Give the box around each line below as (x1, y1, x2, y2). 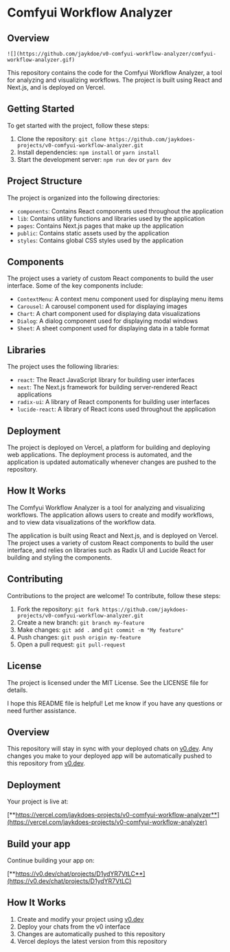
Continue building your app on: (7, 856, 95, 865)
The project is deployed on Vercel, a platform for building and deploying (7, 443, 211, 452)
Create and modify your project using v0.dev (16, 915, 144, 923)
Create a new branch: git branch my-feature (16, 618, 145, 626)
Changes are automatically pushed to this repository (16, 929, 165, 938)
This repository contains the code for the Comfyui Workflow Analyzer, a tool (7, 69, 222, 76)
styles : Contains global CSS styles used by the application (16, 236, 184, 244)
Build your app (7, 838, 71, 849)
